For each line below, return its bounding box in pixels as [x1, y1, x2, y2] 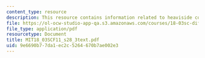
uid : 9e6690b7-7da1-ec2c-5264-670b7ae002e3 [6, 43, 119, 49]
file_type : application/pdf [6, 25, 78, 32]
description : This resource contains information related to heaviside [6, 14, 192, 21]
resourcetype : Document [6, 31, 67, 37]
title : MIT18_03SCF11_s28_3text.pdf [6, 37, 99, 43]
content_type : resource [6, 8, 67, 15]
